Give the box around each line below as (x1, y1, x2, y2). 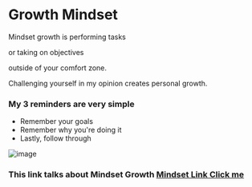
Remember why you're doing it (19, 125, 122, 135)
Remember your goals (19, 117, 94, 126)
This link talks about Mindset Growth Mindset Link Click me (8, 169, 245, 181)
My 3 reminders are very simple (8, 98, 135, 109)
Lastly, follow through (19, 133, 92, 143)
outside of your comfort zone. (8, 62, 107, 73)
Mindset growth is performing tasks (8, 32, 126, 42)
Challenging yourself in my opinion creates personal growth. (8, 78, 208, 88)
